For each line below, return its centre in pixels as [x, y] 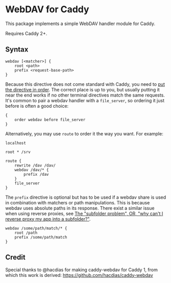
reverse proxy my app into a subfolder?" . [48, 219]
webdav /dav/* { [32, 170]
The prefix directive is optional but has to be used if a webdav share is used [86, 197]
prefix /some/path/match [41, 237]
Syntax [17, 50]
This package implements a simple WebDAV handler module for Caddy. [80, 23]
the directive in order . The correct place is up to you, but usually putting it [82, 89]
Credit [15, 257]
